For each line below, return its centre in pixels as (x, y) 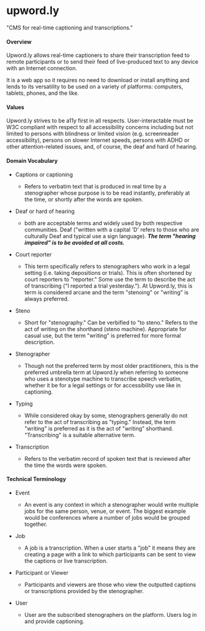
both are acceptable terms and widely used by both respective (103, 223)
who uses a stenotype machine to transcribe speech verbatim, (103, 379)
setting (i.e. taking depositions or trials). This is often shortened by (108, 272)
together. (36, 524)
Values (15, 107)
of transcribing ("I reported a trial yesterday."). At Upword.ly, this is (108, 286)
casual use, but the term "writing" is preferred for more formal (102, 335)
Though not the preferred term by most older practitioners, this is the (111, 365)
